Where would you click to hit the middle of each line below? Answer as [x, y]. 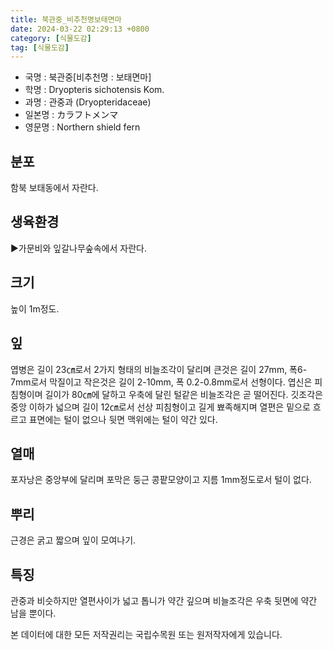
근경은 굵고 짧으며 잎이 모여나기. [73, 540]
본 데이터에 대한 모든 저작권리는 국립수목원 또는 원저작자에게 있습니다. [146, 634]
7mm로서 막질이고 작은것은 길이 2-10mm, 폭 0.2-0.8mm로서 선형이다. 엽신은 [161, 382]
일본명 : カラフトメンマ [71, 115]
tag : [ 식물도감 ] [40, 47]
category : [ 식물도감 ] [51, 38]
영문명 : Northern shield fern [82, 127]
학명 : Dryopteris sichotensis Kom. [94, 90]
